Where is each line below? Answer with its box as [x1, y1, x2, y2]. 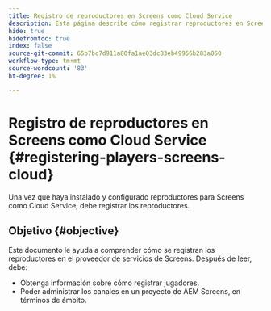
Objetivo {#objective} [8, 224, 119, 237]
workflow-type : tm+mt [8, 57, 81, 65]
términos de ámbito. [19, 296, 87, 305]
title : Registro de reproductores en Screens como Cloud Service [8, 11, 232, 20]
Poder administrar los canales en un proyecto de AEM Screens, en [19, 287, 241, 296]
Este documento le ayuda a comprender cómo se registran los [8, 246, 215, 255]
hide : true [8, 27, 45, 35]
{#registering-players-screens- [8, 148, 226, 166]
